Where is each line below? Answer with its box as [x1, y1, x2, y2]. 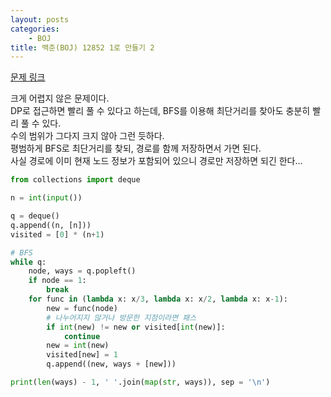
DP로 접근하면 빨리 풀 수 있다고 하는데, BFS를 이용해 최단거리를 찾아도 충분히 [10, 105, 311, 117]
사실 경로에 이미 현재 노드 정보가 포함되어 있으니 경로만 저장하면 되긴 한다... [10, 155, 303, 167]
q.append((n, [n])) [10, 220, 92, 230]
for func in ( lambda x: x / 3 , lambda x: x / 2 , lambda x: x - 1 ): [28, 294, 288, 304]
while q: [10, 257, 47, 267]
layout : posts [10, 14, 70, 25]
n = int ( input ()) [10, 193, 83, 203]
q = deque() [10, 211, 60, 221]
